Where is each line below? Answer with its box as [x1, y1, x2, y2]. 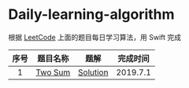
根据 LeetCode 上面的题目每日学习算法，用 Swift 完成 [8, 32, 182, 42]
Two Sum [35, 67, 71, 78]
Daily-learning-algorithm [8, 5, 175, 24]
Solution [77, 67, 109, 78]
